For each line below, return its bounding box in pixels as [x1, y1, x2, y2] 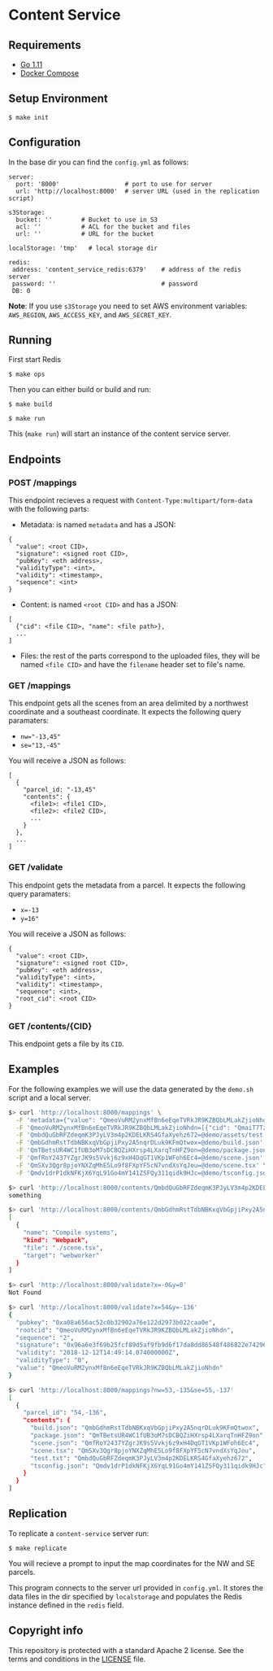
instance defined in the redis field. [8, 1600, 124, 1610]
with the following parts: [8, 504, 89, 514]
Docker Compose [19, 68, 80, 78]
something [8, 1191, 42, 1199]
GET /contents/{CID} [8, 1020, 93, 1032]
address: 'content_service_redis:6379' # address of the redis [11, 265, 242, 273]
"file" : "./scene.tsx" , [23, 1243, 104, 1252]
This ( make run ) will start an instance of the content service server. [8, 429, 232, 438]
